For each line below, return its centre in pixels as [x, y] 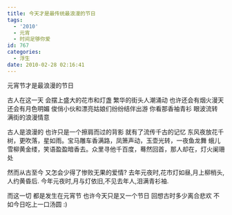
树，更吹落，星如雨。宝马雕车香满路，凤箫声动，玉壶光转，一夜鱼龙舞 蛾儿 [114, 140]
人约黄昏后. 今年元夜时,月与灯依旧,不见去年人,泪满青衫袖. [88, 181]
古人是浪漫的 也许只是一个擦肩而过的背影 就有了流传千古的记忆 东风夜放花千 [116, 132]
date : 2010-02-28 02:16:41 [46, 65]
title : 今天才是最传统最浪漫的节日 [51, 13]
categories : [24, 52]
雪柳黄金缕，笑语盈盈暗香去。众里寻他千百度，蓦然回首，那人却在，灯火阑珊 [116, 149]
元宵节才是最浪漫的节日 [40, 85]
